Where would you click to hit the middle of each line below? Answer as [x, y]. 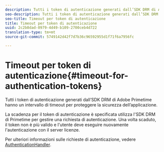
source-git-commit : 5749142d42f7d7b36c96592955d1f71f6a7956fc [70, 37]
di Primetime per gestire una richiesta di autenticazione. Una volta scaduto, [81, 119]
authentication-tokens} [54, 86]
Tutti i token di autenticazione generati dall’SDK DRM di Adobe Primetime [79, 99]
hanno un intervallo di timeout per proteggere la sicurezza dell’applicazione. [81, 105]
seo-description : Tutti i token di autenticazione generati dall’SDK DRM [82, 14]
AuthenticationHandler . [28, 144]
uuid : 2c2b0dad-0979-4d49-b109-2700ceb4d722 [51, 28]
